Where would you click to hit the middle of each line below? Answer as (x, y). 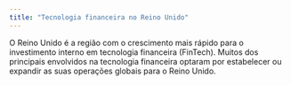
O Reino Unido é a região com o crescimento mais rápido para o (127, 42)
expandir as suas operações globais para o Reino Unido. (113, 71)
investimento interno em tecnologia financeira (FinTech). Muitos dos (134, 52)
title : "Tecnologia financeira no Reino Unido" (99, 17)
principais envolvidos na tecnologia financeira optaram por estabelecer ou (145, 61)
